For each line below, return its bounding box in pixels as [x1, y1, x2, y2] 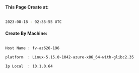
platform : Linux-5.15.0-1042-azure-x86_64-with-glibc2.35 [5, 55, 134, 60]
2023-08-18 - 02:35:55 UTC [5, 19, 62, 24]
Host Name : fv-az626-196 [5, 45, 59, 51]
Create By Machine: [5, 30, 48, 36]
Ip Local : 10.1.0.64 [5, 64, 53, 69]
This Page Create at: [5, 4, 49, 10]
